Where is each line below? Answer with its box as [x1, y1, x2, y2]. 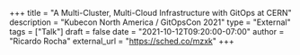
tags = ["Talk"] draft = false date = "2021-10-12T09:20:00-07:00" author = [9, 27, 285, 36]
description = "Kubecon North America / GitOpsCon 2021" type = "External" [9, 17, 291, 27]
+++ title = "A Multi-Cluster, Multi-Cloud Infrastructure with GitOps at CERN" [9, 8, 292, 18]
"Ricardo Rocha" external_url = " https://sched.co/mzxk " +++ [9, 35, 235, 46]
